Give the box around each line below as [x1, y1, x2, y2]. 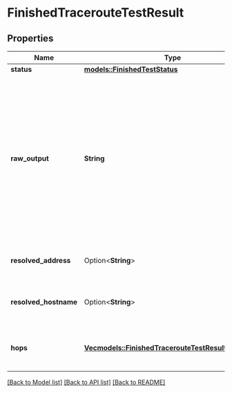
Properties [7, 33, 54, 44]
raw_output [10, 154, 50, 163]
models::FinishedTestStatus [84, 64, 178, 74]
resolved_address [10, 256, 71, 265]
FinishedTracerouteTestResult [7, 5, 184, 21]
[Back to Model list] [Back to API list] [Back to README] [7, 378, 166, 386]
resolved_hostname [10, 298, 78, 307]
